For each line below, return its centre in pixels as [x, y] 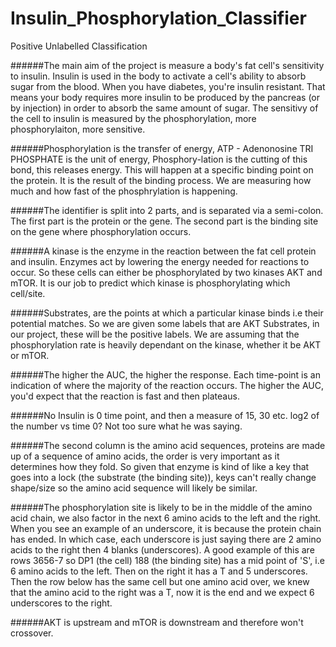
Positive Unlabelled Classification [79, 46]
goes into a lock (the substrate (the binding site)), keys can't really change [163, 477]
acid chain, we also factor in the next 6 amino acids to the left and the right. [166, 518]
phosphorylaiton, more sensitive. [78, 129]
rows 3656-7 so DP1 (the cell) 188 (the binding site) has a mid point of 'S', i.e [167, 560]
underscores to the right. [61, 603]
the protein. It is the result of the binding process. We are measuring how [161, 180]
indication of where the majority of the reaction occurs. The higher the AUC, [167, 385]
